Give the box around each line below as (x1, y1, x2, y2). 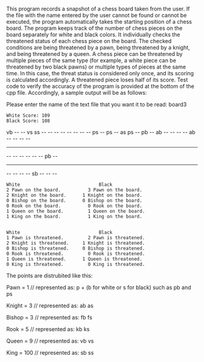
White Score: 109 (6, 112, 50, 118)
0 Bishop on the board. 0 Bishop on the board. (6, 197, 143, 203)
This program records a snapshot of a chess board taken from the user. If (6, 5, 190, 12)
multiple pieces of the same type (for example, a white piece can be (6, 57, 177, 64)
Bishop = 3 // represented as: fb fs (6, 314, 93, 321)
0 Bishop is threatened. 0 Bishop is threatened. (6, 245, 146, 251)
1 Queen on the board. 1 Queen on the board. (6, 208, 146, 214)
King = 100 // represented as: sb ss (6, 349, 94, 356)
